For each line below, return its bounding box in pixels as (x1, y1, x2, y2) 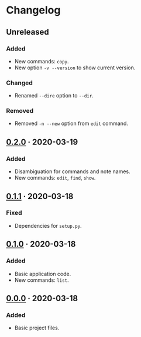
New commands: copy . (14, 58, 69, 65)
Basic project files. (14, 324, 60, 332)
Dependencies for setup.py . (14, 222, 82, 229)
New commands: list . (14, 277, 69, 284)
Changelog (6, 4, 61, 17)
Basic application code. (14, 270, 71, 277)
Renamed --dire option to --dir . (14, 92, 94, 99)
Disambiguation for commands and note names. (14, 168, 130, 175)
